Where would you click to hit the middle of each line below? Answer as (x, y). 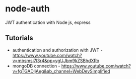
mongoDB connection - (36, 66)
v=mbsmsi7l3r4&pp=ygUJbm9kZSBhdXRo (56, 61)
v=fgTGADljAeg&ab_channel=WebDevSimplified (61, 71)
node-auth (28, 9)
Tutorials (19, 38)
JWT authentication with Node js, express (48, 22)
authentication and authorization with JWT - (57, 50)
